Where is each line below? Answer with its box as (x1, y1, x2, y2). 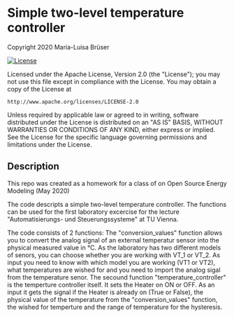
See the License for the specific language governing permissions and (7, 133, 207, 141)
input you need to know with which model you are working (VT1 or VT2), (7, 258, 215, 266)
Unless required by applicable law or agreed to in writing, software (7, 110, 199, 119)
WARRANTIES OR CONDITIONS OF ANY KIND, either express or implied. (7, 125, 215, 133)
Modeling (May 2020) (7, 187, 70, 195)
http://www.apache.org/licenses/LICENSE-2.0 (7, 98, 139, 106)
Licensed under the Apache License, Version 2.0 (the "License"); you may (7, 70, 221, 78)
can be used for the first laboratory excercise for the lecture (7, 208, 180, 216)
